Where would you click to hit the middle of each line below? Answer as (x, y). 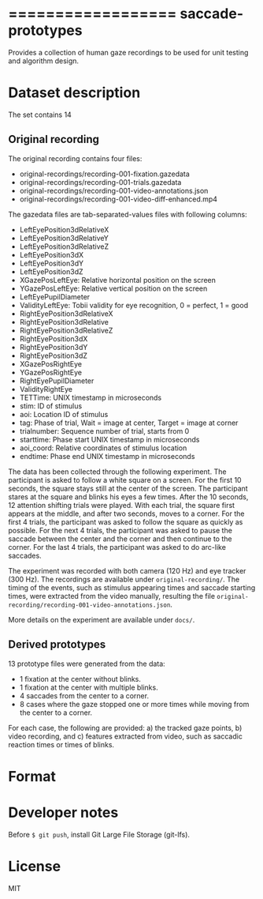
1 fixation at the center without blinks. (80, 679)
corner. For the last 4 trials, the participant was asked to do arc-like (117, 547)
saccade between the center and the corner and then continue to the (120, 539)
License (35, 866)
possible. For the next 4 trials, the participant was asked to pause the (120, 530)
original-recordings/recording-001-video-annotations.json (114, 190)
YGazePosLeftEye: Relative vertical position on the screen (113, 288)
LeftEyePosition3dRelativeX (64, 229)
